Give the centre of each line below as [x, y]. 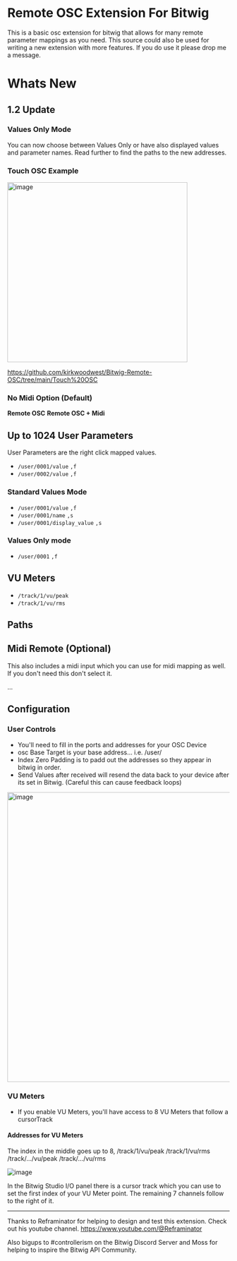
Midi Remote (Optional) [59, 649]
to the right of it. [31, 1201]
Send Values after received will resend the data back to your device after [123, 775]
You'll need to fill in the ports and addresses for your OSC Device [112, 744]
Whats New [42, 84]
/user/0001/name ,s [45, 515]
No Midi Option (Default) [50, 398]
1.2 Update [31, 110]
